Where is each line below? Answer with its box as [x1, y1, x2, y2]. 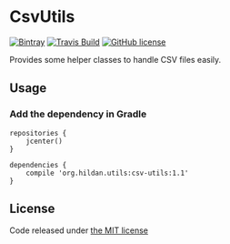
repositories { [9, 128, 67, 137]
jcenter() [25, 137, 64, 146]
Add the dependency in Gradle [9, 107, 147, 120]
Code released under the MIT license [9, 225, 148, 236]
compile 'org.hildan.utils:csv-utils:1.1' [25, 168, 189, 178]
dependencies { [9, 160, 67, 169]
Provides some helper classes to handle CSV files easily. [9, 54, 222, 65]
